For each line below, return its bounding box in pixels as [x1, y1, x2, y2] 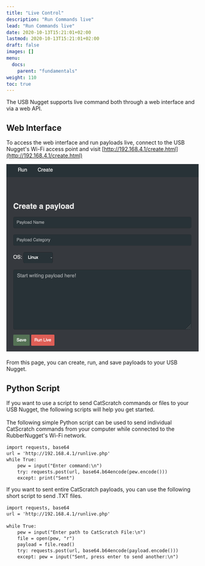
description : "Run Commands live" [6, 16, 95, 23]
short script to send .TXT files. [6, 493, 82, 500]
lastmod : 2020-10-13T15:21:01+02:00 [6, 35, 99, 42]
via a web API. [6, 105, 43, 113]
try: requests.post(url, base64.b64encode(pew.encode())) [17, 469, 168, 475]
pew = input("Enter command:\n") [17, 463, 103, 469]
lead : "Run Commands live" [6, 23, 75, 29]
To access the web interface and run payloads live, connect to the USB [6, 139, 185, 146]
